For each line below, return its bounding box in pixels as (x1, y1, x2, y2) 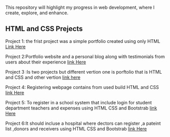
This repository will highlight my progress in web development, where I (5, 5, 155, 10)
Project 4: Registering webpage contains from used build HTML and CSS (5, 84, 159, 90)
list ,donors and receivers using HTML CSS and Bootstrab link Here (5, 125, 147, 132)
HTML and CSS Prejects (5, 25, 83, 33)
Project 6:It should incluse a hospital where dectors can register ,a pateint (5, 120, 161, 126)
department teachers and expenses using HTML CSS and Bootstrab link (5, 105, 157, 111)
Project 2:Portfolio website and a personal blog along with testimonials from (5, 53, 165, 59)
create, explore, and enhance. (5, 10, 69, 16)
